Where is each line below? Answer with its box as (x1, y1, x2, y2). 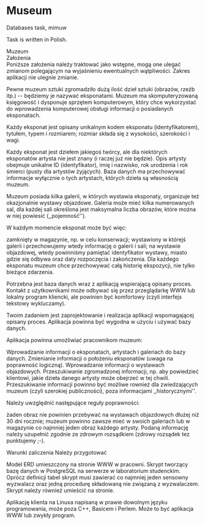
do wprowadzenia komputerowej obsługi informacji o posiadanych (6, 105, 173, 112)
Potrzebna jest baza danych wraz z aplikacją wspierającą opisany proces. (6, 280, 193, 288)
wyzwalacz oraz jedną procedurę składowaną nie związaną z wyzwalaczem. (6, 480, 199, 487)
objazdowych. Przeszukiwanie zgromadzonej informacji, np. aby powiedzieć (6, 368, 199, 375)
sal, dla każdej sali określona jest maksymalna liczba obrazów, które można (6, 206, 196, 213)
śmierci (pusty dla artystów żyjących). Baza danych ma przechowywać (6, 168, 185, 175)
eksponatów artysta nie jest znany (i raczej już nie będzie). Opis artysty (6, 154, 187, 162)
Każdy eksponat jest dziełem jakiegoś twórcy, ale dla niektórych (6, 148, 168, 155)
